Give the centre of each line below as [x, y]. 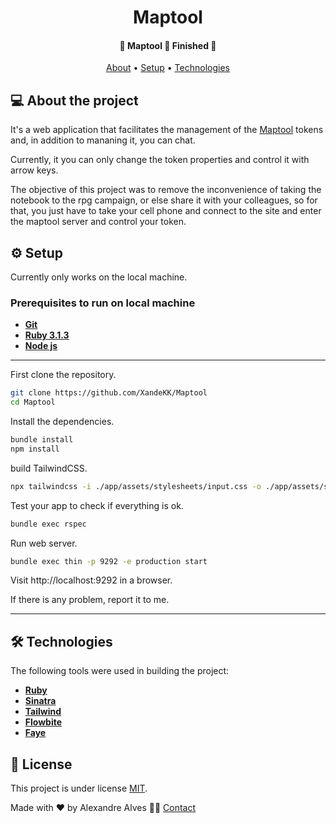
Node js [41, 346]
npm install [35, 449]
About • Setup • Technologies [168, 68]
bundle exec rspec [48, 524]
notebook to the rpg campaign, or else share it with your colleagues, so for [164, 200]
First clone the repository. [63, 375]
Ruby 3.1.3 [47, 335]
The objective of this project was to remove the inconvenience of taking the [166, 190]
